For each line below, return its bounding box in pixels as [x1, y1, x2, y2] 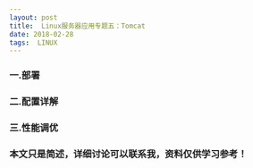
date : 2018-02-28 [9, 29, 74, 38]
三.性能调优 [9, 122, 59, 134]
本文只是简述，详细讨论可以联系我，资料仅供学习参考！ [9, 147, 248, 160]
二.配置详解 [9, 96, 59, 108]
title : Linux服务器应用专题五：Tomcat [9, 21, 146, 30]
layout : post [9, 13, 58, 22]
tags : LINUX [9, 38, 58, 47]
